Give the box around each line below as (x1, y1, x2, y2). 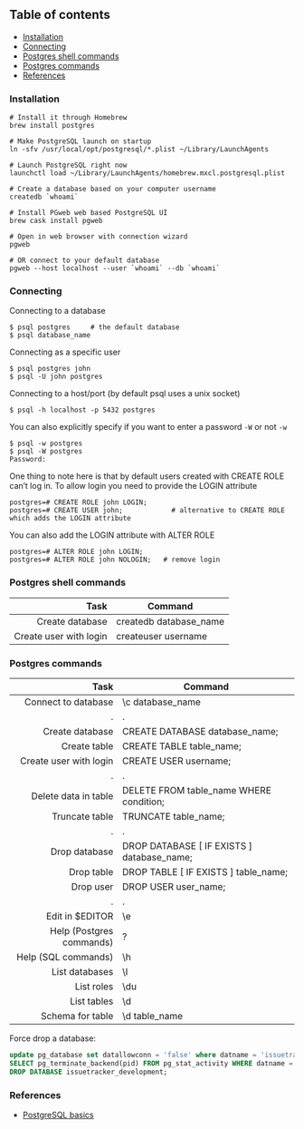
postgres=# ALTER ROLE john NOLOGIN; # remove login (9, 555, 221, 565)
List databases (51, 966, 114, 978)
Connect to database (24, 696, 114, 708)
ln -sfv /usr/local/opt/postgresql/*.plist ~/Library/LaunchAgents (9, 145, 270, 154)
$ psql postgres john (9, 365, 91, 374)
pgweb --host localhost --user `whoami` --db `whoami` (9, 264, 221, 273)
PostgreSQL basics (22, 1109, 94, 1120)
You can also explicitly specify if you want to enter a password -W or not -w (9, 422, 288, 433)
